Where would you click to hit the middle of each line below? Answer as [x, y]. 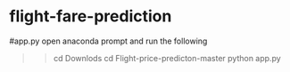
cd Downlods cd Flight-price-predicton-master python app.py [167, 58]
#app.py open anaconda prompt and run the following [108, 41]
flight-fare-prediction [91, 16]
